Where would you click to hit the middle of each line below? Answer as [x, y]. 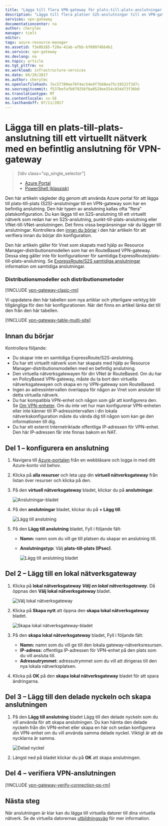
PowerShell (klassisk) [47, 189]
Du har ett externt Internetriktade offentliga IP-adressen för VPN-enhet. [86, 427]
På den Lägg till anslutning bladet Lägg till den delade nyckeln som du [85, 717]
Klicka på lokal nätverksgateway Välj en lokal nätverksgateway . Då [84, 586]
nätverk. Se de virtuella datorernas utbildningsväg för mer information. [78, 818]
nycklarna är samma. [34, 738]
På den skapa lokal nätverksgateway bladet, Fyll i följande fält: [78, 635]
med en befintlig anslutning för [71, 149]
